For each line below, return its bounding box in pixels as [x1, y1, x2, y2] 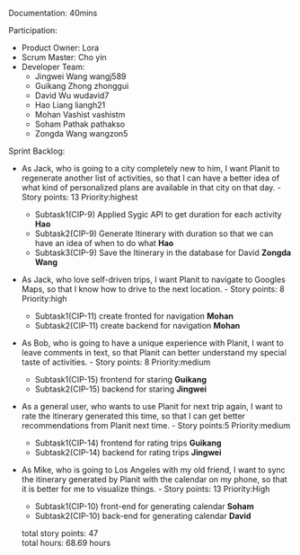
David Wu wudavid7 [34, 90, 110, 101]
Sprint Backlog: [8, 145, 66, 156]
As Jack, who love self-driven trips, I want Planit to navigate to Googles [21, 274, 287, 285]
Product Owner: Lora [21, 42, 100, 53]
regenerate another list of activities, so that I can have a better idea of [21, 172, 280, 183]
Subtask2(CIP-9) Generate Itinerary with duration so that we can [34, 228, 274, 239]
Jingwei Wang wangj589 [34, 71, 127, 82]
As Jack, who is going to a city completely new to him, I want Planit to [21, 163, 280, 173]
